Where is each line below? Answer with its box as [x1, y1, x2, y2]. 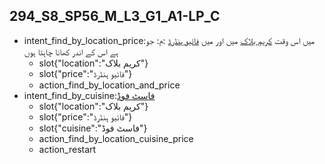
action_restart [38, 143, 97, 155]
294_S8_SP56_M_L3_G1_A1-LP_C [9, 8, 221, 25]
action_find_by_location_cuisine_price [38, 132, 194, 144]
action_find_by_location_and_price [38, 79, 181, 91]
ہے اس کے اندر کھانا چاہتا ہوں [23, 45, 119, 58]
